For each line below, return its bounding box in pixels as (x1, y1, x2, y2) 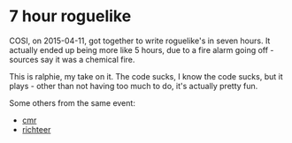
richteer (21, 124, 51, 134)
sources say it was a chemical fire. (9, 54, 135, 64)
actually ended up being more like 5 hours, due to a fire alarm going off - (9, 44, 274, 55)
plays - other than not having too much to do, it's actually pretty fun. (9, 80, 258, 91)
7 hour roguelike (9, 6, 132, 26)
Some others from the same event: (9, 97, 135, 108)
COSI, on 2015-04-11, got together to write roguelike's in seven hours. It (9, 35, 271, 46)
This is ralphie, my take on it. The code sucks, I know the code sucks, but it (9, 71, 283, 81)
